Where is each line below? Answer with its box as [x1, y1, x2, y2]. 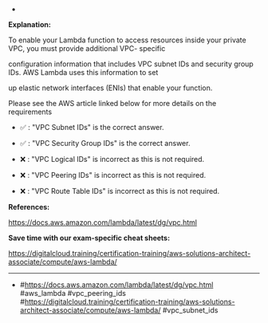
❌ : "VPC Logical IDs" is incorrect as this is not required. [19, 155, 205, 163]
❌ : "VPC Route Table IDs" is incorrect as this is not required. [19, 187, 220, 195]
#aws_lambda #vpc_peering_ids [19, 289, 126, 297]
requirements [8, 107, 53, 116]
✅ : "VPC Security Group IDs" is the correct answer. [19, 139, 191, 148]
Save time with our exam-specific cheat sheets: [8, 233, 170, 242]
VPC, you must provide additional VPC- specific [8, 44, 166, 53]
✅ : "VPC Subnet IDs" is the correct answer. [19, 123, 164, 132]
